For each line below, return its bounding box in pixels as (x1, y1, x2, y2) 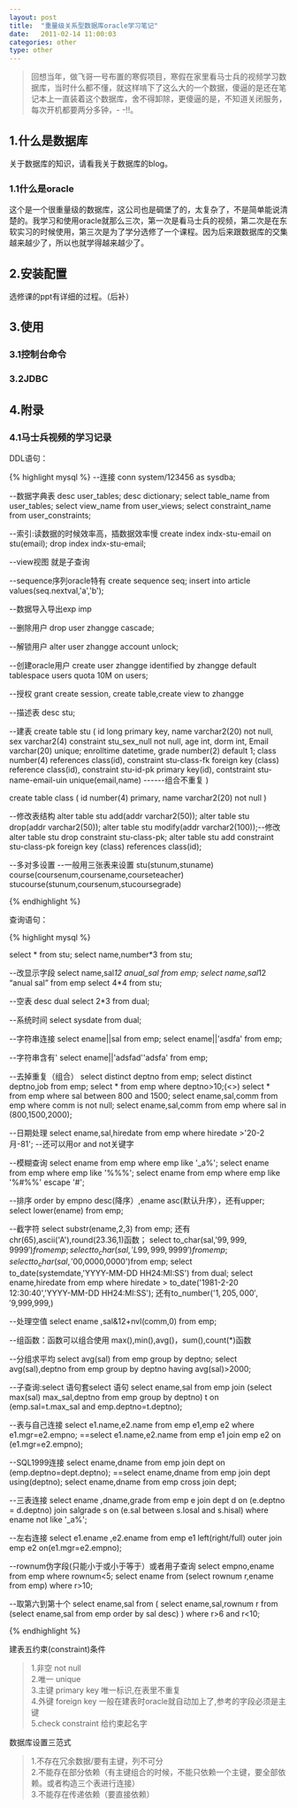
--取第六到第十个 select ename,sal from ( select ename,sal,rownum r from (9, 1598, 278, 1609)
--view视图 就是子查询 (9, 556, 90, 567)
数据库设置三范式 (9, 1736, 72, 1747)
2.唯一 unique (30, 1673, 81, 1684)
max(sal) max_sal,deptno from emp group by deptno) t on (9, 1391, 219, 1402)
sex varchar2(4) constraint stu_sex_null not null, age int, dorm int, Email (9, 736, 270, 746)
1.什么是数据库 (9, 133, 88, 148)
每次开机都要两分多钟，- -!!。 (30, 105, 139, 115)
